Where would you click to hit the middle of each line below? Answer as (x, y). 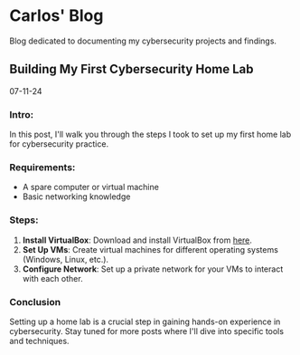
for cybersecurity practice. (59, 144)
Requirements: (42, 167)
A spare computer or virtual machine (91, 187)
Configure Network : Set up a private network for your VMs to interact (153, 269)
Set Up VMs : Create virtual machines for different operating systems (150, 249)
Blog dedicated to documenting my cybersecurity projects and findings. (143, 41)
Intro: (22, 114)
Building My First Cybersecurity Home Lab (131, 69)
